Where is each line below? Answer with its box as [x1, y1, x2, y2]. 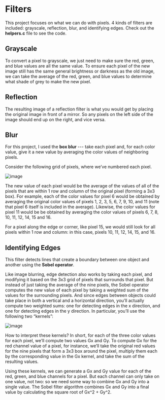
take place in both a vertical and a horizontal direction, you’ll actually [5, 297, 144, 304]
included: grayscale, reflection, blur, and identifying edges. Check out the [5, 25, 154, 31]
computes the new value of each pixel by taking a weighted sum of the [5, 287, 149, 293]
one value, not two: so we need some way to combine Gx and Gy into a [5, 379, 149, 385]
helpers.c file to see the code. [5, 30, 67, 36]
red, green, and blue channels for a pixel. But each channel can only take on [5, 373, 160, 379]
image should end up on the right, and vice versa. [5, 116, 106, 122]
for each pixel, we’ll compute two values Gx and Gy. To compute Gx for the [5, 338, 157, 344]
